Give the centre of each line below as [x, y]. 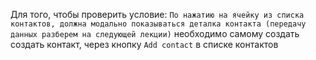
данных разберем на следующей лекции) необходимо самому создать [155, 33]
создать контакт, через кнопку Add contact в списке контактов [144, 44]
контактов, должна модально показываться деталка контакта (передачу [158, 24]
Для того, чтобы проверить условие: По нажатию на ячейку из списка [157, 14]
